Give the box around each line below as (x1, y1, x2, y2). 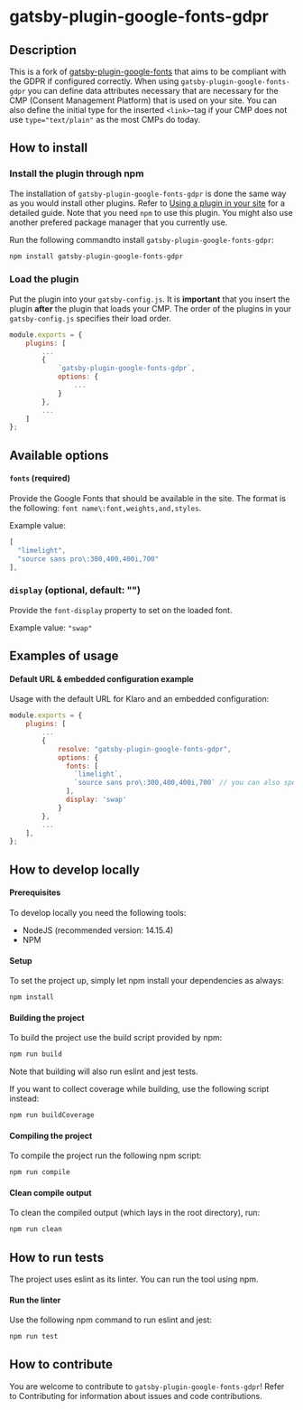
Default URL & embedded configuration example (9, 673, 194, 684)
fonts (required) (9, 472, 70, 484)
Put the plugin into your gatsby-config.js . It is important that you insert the (9, 294, 290, 304)
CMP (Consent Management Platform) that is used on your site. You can (9, 95, 278, 106)
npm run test (9, 1332, 59, 1341)
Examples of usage (9, 649, 119, 664)
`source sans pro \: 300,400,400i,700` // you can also (73, 779, 280, 788)
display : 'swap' (66, 795, 127, 805)
